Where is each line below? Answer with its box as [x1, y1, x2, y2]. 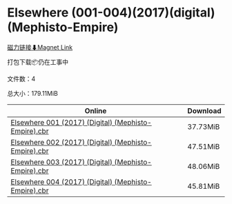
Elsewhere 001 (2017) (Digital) [10, 117, 113, 127]
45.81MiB [187, 181, 220, 191]
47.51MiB [187, 141, 220, 151]
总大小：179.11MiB [7, 89, 59, 97]
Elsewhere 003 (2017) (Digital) [10, 157, 113, 167]
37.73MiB [187, 122, 220, 132]
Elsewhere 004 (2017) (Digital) [10, 177, 113, 187]
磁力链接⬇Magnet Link [7, 43, 73, 51]
